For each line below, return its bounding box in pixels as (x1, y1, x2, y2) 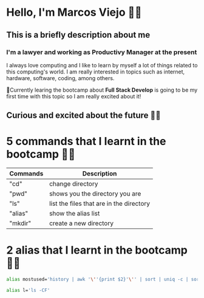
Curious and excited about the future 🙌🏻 (6, 110, 161, 121)
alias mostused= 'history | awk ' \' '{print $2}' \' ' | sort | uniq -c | (6, 276, 189, 283)
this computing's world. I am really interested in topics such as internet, (6, 68, 185, 75)
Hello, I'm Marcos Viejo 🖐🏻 (6, 5, 142, 19)
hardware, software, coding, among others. (6, 74, 115, 81)
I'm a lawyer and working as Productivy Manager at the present (6, 48, 197, 56)
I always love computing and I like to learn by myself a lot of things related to (6, 61, 198, 69)
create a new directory (49, 219, 114, 228)
